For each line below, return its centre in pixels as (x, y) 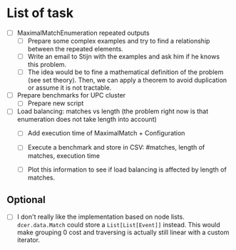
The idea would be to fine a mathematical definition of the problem (125, 72)
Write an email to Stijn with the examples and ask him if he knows (124, 57)
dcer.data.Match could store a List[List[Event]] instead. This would (118, 225)
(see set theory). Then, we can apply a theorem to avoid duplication (127, 80)
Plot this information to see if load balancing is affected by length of (127, 170)
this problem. (47, 65)
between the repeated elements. (76, 49)
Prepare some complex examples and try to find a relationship (119, 41)
